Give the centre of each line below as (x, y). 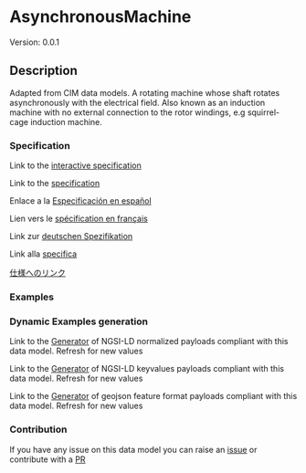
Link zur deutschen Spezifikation (71, 236)
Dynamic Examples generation (79, 321)
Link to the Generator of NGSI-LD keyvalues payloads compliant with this (147, 369)
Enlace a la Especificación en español (81, 201)
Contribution (38, 429)
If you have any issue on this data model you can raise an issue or (133, 449)
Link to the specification (55, 184)
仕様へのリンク (37, 273)
